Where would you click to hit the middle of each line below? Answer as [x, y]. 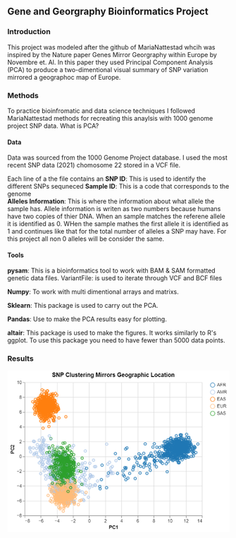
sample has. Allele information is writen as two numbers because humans [114, 209]
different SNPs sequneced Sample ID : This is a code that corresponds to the [118, 186]
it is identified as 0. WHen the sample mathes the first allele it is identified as [118, 224]
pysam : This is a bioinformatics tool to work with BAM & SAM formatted [112, 270]
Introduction [29, 32]
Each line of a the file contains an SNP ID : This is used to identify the [107, 179]
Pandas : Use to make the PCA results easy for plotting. [87, 319]
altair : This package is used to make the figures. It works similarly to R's [112, 333]
